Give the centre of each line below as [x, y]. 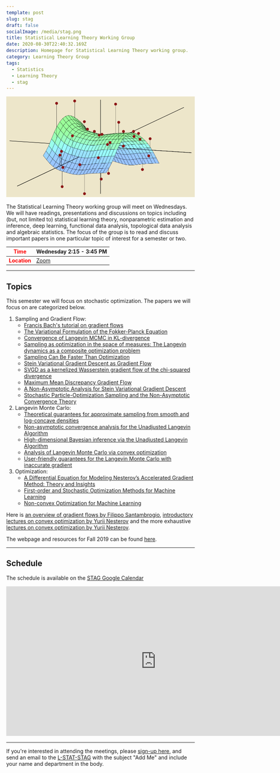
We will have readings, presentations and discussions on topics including [96, 213]
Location [20, 260]
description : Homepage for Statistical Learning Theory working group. [97, 51]
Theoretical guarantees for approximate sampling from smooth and [106, 414]
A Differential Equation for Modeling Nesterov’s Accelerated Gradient [109, 477]
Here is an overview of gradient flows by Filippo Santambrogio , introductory [100, 515]
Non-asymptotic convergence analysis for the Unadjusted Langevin [107, 427]
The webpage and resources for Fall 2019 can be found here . [82, 539]
